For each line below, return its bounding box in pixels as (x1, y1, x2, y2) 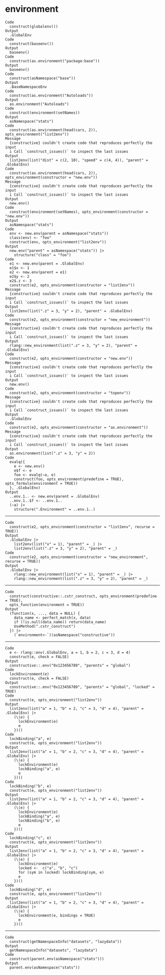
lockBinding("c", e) (9, 835, 52, 841)
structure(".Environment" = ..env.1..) (14, 506, 96, 512)
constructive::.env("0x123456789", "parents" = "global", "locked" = (9, 684, 155, 689)
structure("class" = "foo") (14, 252, 71, 257)
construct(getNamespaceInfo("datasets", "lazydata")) (9, 939, 122, 944)
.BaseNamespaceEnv (9, 84, 48, 89)
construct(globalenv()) (9, 24, 58, 29)
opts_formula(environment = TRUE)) (5, 481, 78, 486)
